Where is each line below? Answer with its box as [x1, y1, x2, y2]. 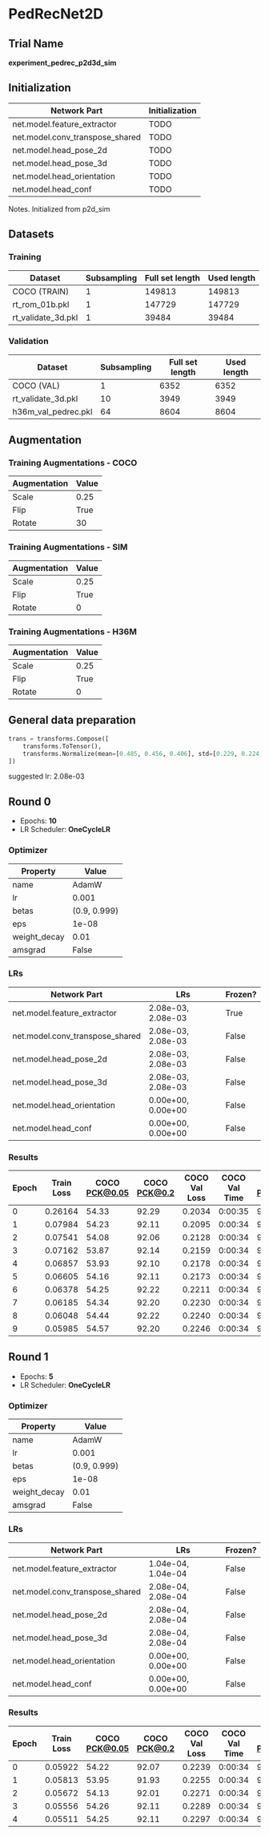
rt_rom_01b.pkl [12, 298, 70, 309]
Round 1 [8, 1350, 49, 1364]
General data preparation [8, 713, 136, 727]
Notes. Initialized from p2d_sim [8, 204, 110, 213]
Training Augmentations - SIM [8, 542, 128, 553]
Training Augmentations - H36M [8, 626, 138, 637]
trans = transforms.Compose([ [8, 734, 110, 742]
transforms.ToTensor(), [22, 742, 102, 750]
